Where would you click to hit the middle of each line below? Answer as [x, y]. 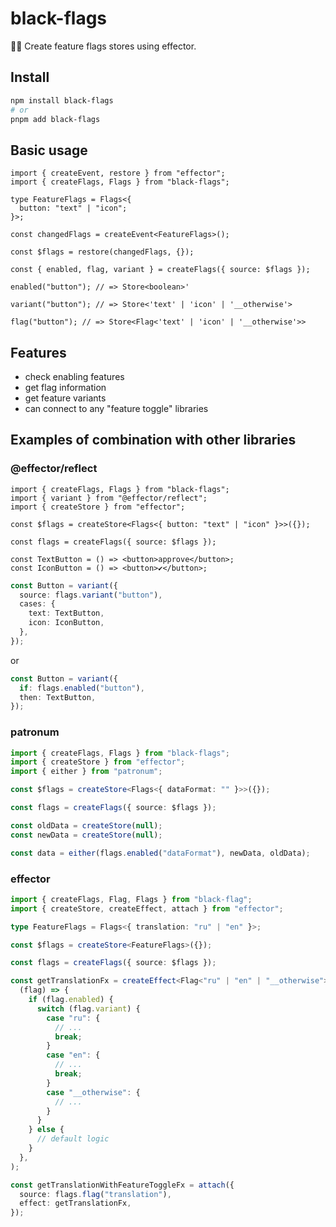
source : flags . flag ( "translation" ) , [95, 1194]
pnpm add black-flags [55, 119]
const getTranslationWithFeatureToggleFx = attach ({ [122, 1185]
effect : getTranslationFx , [75, 1203]
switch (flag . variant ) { [88, 1008]
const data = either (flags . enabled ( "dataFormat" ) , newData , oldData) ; [160, 853]
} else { [46, 1130]
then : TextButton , [58, 697]
